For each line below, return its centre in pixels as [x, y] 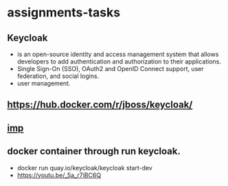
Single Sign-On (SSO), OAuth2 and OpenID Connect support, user [110, 69]
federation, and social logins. [58, 76]
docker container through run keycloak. [94, 151]
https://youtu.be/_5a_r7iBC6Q [59, 175]
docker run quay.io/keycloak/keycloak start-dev [84, 168]
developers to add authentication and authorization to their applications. [119, 62]
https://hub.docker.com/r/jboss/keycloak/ [100, 105]
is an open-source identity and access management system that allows [118, 54]
